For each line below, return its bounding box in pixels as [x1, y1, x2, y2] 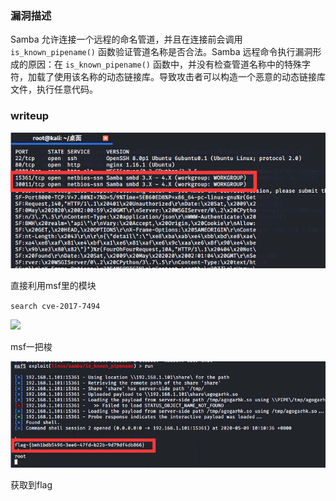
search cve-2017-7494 [10, 301, 101, 311]
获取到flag [10, 478, 53, 491]
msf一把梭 [10, 340, 53, 352]
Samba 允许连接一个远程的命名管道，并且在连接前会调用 [10, 33, 243, 46]
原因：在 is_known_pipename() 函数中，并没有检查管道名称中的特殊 [27, 58, 302, 71]
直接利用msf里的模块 [10, 279, 97, 291]
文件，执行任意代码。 [10, 83, 98, 96]
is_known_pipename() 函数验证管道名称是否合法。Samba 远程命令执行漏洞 [10, 46, 313, 58]
